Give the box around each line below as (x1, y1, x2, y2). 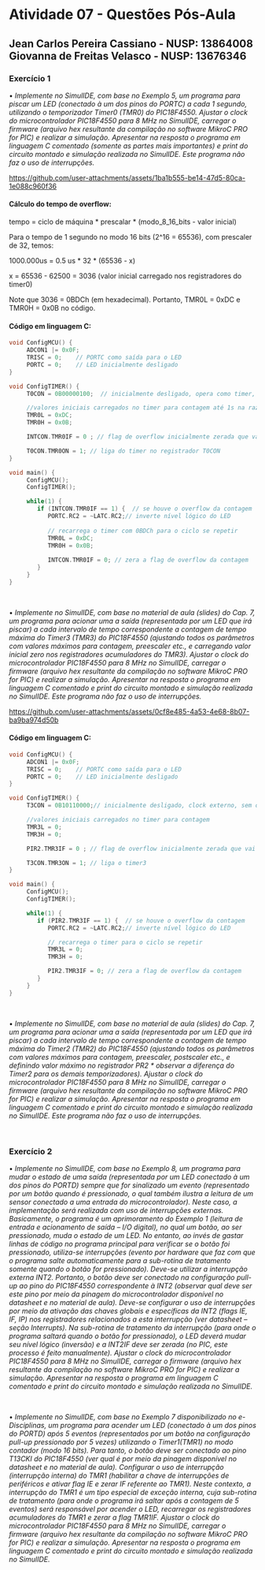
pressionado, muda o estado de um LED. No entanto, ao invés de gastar (9, 1231, 244, 1240)
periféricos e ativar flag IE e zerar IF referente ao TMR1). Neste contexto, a (9, 1479, 251, 1489)
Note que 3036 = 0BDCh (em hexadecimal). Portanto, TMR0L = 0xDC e (9, 295, 241, 304)
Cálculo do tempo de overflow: (9, 200, 112, 209)
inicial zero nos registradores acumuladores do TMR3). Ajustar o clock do (9, 649, 249, 659)
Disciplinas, (9, 1421, 46, 1430)
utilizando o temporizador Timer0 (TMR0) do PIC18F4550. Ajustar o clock (9, 107, 248, 117)
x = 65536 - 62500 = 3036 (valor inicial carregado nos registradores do (9, 271, 242, 281)
